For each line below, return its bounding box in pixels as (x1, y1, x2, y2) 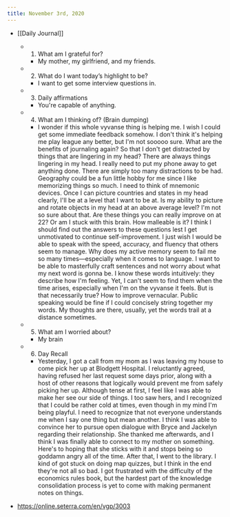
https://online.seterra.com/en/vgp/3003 (17, 502, 131, 510)
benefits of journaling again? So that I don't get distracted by (37, 145, 210, 153)
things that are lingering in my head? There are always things (37, 152, 211, 160)
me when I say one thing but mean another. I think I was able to (37, 415, 218, 423)
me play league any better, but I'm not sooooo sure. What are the (37, 137, 222, 145)
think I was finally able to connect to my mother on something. (37, 437, 215, 445)
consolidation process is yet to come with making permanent (37, 481, 211, 489)
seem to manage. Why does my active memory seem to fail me (37, 247, 217, 255)
